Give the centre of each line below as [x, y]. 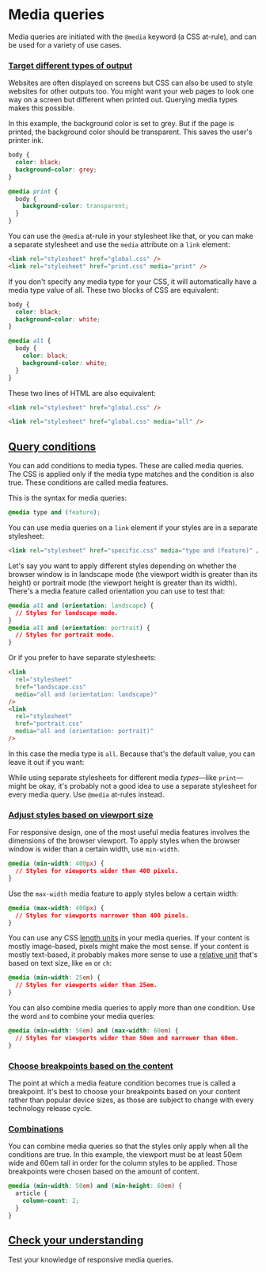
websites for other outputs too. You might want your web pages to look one [131, 91]
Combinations [36, 1128]
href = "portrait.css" [49, 724]
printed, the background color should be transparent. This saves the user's [130, 132]
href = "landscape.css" [51, 687]
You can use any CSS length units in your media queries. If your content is [129, 938]
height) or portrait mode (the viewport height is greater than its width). [123, 582]
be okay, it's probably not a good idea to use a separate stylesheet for [143, 786]
